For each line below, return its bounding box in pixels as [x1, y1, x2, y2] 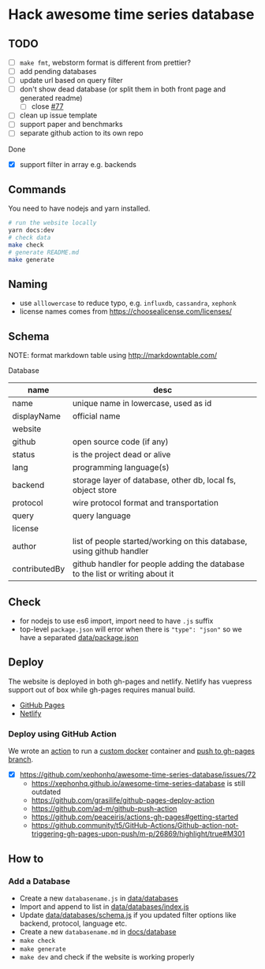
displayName [12, 411, 61, 422]
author [12, 541, 37, 552]
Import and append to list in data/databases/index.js [19, 901, 189, 911]
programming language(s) [72, 462, 170, 473]
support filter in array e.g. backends [19, 159, 136, 169]
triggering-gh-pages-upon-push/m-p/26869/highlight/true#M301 [31, 829, 245, 839]
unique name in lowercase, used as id [72, 398, 212, 409]
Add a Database [8, 875, 71, 886]
